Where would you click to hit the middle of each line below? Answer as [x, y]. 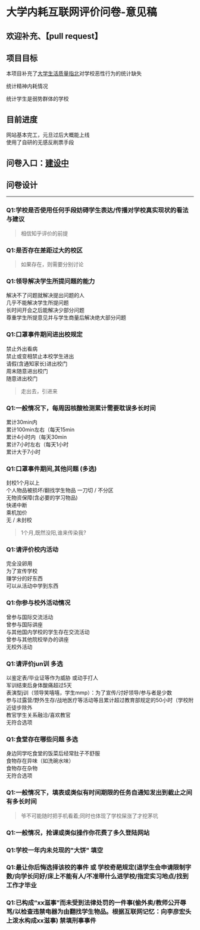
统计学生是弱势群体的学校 [37, 99]
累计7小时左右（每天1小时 [37, 444]
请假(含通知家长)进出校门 [37, 363]
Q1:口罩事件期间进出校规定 [45, 335]
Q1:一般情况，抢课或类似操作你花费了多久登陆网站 [78, 832]
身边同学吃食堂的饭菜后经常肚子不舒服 [53, 753]
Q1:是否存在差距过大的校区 [45, 250]
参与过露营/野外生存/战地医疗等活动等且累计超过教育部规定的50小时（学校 [97, 700]
